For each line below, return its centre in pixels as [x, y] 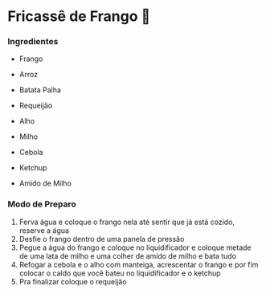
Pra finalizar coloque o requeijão [73, 281]
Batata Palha [40, 90]
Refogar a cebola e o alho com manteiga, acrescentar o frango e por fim [139, 264]
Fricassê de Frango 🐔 [79, 16]
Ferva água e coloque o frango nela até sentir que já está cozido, [127, 222]
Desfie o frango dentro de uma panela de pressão [102, 239]
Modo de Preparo [42, 204]
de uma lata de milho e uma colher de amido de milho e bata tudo [128, 255]
